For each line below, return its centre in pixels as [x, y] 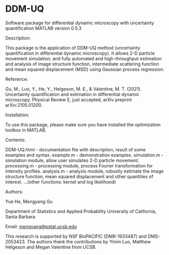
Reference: [17, 79]
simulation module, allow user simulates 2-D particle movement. [72, 160]
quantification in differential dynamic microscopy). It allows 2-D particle [80, 53]
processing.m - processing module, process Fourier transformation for [79, 165]
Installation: [17, 115]
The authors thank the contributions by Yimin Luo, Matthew [89, 241]
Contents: [15, 140]
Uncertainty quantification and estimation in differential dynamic [72, 94]
